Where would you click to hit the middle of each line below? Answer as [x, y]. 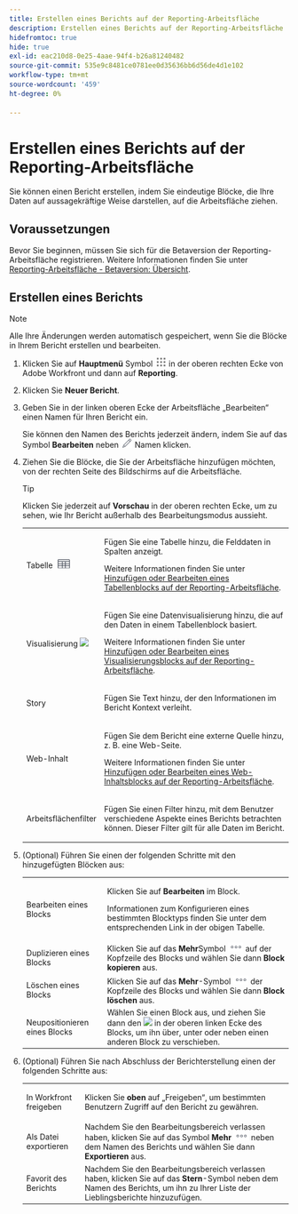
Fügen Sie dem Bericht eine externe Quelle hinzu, [194, 735]
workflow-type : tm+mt [49, 76]
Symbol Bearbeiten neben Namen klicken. [106, 445]
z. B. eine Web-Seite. [143, 745]
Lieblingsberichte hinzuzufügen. [143, 1197]
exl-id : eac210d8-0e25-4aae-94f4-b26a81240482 [97, 56]
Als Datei [43, 1137]
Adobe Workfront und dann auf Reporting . [100, 373]
